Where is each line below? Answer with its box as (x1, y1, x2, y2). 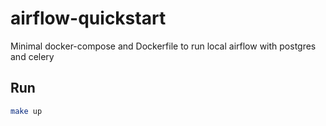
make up (10, 106, 43, 116)
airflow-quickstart (10, 7, 167, 30)
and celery (10, 50, 55, 62)
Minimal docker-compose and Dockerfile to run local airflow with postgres (10, 40, 317, 52)
